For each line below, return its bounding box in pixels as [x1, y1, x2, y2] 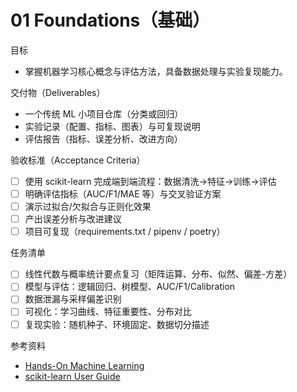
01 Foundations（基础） [10, 9, 211, 32]
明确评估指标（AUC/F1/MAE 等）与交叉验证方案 [24, 188, 222, 200]
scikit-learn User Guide [24, 370, 121, 382]
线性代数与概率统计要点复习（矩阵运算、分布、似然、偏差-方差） [24, 268, 293, 280]
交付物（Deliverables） [10, 86, 106, 98]
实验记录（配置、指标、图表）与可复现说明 [24, 120, 201, 132]
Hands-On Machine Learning [24, 359, 145, 371]
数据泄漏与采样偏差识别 [24, 293, 122, 305]
